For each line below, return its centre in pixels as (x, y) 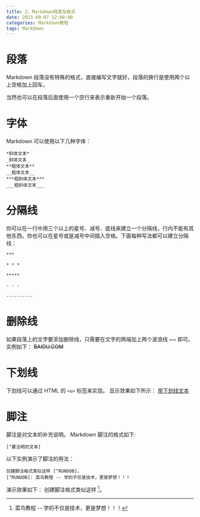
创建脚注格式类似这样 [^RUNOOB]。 (44, 471)
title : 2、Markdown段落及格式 (41, 12)
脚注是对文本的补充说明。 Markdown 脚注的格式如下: (71, 434)
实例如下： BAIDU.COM (35, 347)
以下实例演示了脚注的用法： (40, 459)
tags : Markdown (25, 28)
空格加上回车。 (29, 85)
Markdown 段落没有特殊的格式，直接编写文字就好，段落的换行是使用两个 (96, 77)
